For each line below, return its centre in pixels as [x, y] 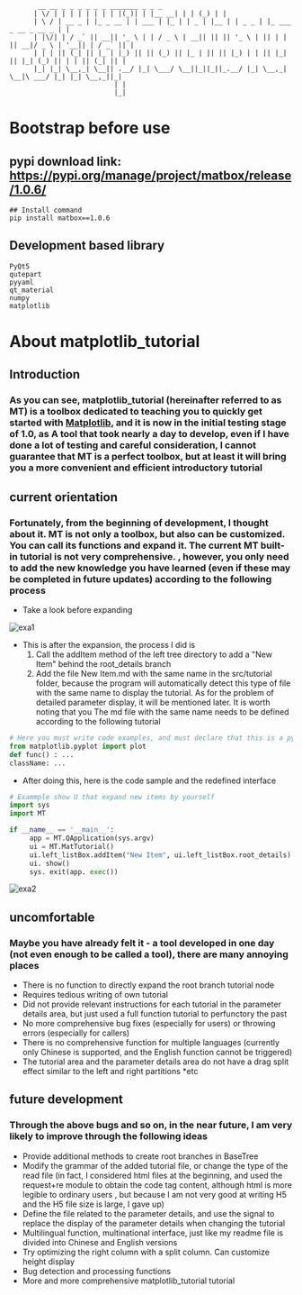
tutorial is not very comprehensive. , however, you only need [154, 556]
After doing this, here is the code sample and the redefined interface [149, 780]
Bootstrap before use [90, 128]
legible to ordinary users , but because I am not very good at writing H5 [155, 1194]
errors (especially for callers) [76, 1033]
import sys [30, 805]
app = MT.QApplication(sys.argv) [92, 838]
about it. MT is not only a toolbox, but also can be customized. [147, 534]
